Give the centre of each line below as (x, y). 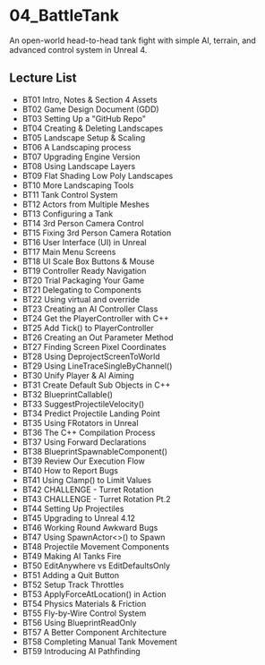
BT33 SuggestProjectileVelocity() (83, 404)
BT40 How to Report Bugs (70, 470)
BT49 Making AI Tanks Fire (72, 556)
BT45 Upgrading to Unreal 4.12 (79, 518)
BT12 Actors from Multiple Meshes (85, 204)
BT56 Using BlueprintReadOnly (79, 622)
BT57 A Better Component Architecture (94, 632)
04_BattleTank (64, 16)
